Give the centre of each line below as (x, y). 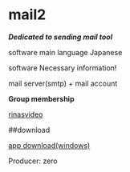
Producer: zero (33, 161)
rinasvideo (26, 114)
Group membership (41, 98)
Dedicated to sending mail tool (61, 37)
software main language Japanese (65, 52)
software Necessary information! (63, 68)
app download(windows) (49, 145)
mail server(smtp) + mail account (63, 83)
